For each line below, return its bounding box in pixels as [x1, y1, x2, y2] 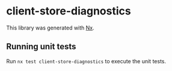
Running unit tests [6, 42, 76, 52]
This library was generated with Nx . [6, 24, 94, 31]
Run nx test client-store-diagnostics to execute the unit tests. [6, 57, 167, 64]
